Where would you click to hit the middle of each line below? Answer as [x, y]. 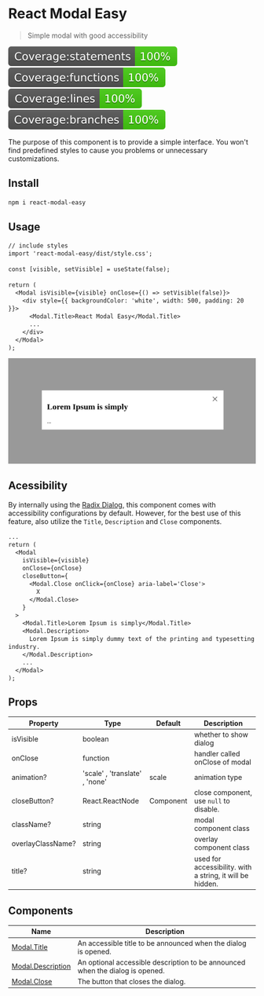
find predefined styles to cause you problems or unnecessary [108, 150]
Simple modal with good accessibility [88, 35]
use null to [212, 800]
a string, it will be [221, 875]
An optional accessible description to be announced [161, 962]
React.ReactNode [111, 800]
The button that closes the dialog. [132, 982]
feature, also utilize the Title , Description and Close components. [115, 521]
